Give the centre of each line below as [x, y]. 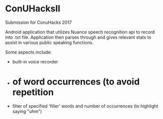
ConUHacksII [33, 9]
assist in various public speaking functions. [49, 42]
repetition [33, 92]
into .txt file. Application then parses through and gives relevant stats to [78, 37]
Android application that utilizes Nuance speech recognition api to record [80, 32]
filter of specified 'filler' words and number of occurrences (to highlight [85, 106]
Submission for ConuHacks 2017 [39, 22]
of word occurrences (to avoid [76, 82]
